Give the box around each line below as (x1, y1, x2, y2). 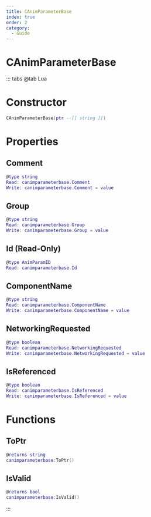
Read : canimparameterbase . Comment (6, 179, 91, 185)
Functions (6, 413, 56, 426)
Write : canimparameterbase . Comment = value (6, 184, 114, 191)
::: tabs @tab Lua (6, 75, 47, 82)
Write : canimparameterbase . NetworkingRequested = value (6, 350, 145, 356)
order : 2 (6, 19, 28, 25)
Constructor (6, 96, 67, 109)
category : (6, 25, 30, 31)
